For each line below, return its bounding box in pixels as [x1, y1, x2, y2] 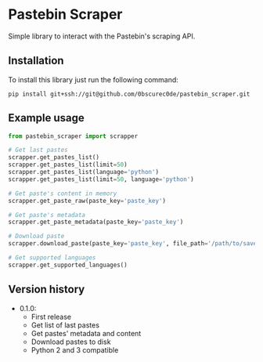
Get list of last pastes [31, 320, 100, 330]
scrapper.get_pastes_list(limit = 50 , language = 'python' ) [8, 175, 194, 183]
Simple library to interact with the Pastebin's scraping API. [8, 31, 196, 41]
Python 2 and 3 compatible [31, 345, 119, 354]
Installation [8, 54, 64, 67]
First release [31, 312, 72, 321]
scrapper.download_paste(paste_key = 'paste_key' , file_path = [8, 240, 209, 248]
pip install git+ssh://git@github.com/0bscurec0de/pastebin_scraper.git [8, 90, 250, 98]
